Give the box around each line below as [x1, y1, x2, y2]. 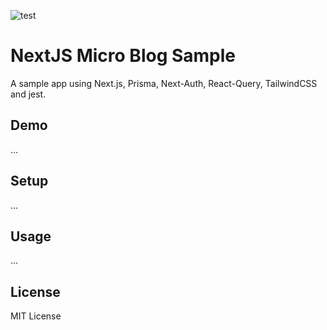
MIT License [10, 310, 62, 322]
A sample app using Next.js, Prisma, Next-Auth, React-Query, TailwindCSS [10, 77, 318, 89]
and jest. [10, 88, 47, 100]
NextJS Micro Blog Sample [10, 45, 237, 67]
